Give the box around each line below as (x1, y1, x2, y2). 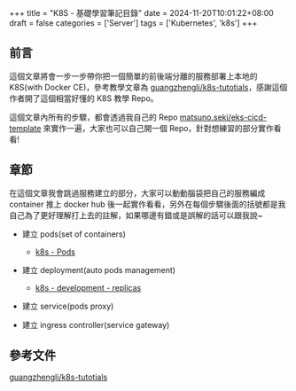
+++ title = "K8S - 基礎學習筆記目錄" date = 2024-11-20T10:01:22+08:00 (9, 8, 275, 18)
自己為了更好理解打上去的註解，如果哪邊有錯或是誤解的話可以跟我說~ (9, 209, 263, 220)
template (9, 122, 42, 133)
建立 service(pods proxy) (21, 301, 114, 311)
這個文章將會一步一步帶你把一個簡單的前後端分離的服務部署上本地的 (9, 70, 258, 82)
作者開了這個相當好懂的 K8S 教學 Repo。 (9, 92, 159, 104)
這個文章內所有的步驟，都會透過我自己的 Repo (9, 112, 178, 122)
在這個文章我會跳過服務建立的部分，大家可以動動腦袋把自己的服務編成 (9, 187, 266, 198)
